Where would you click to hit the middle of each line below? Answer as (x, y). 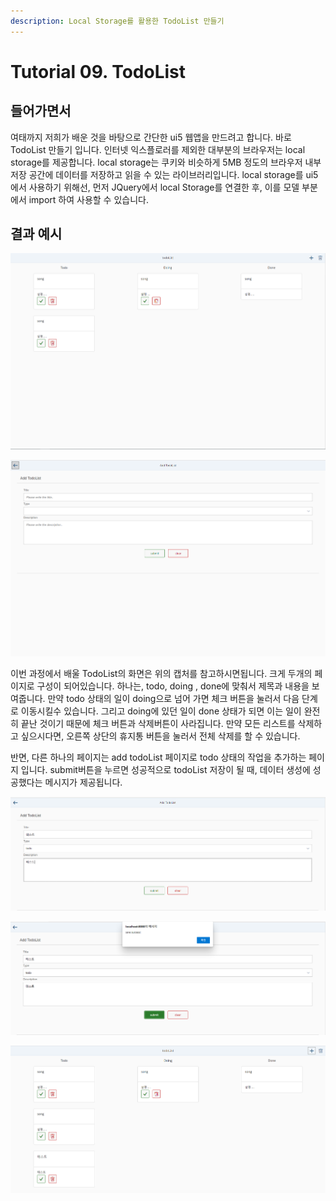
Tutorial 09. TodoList (98, 71)
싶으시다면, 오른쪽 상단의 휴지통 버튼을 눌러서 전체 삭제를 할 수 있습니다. (160, 736)
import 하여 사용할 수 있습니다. (88, 199)
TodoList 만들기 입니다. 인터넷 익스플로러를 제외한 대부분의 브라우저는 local (158, 149)
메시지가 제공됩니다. (83, 782)
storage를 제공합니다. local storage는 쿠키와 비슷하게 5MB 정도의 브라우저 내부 (166, 162)
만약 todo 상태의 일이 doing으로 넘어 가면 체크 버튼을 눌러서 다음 (173, 699)
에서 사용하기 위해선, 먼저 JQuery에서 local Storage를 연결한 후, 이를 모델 (155, 187)
